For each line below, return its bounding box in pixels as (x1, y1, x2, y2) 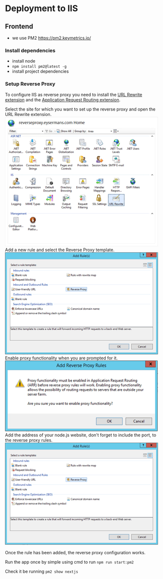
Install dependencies (5, 47, 56, 54)
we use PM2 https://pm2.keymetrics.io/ (12, 35, 91, 41)
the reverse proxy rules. (5, 437, 53, 443)
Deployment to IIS (5, 3, 79, 14)
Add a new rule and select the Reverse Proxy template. (5, 247, 115, 253)
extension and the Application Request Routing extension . (5, 96, 121, 102)
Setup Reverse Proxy (5, 80, 56, 87)
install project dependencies (12, 68, 69, 74)
